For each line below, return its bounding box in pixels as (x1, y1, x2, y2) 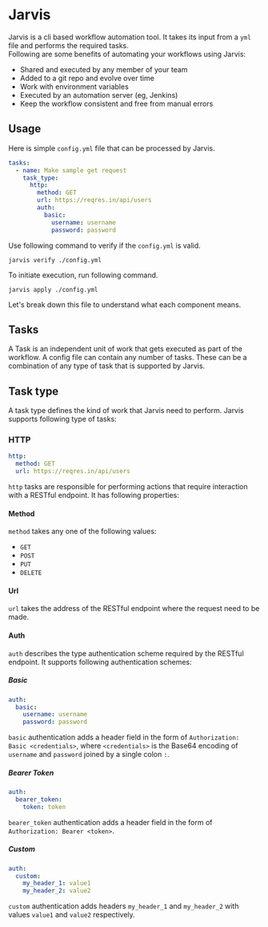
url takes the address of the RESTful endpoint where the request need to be (8, 604, 260, 613)
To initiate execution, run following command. (8, 270, 158, 280)
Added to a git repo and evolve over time (19, 73, 154, 83)
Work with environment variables (19, 82, 130, 91)
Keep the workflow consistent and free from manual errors (19, 99, 214, 108)
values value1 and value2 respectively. (8, 910, 136, 920)
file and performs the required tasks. (8, 40, 130, 50)
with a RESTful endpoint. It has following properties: (8, 491, 180, 500)
